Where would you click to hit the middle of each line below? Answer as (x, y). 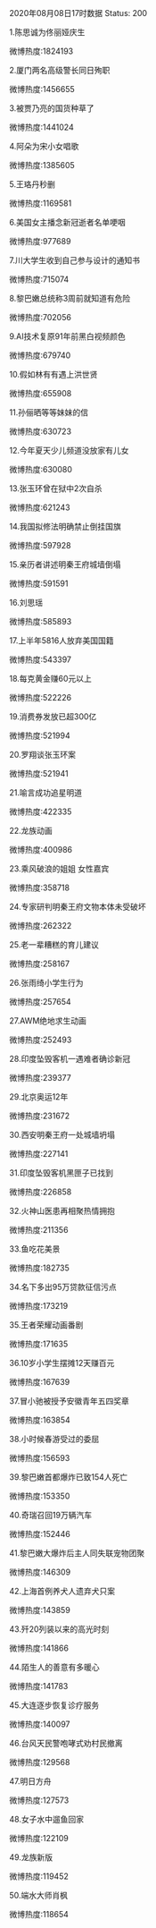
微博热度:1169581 (41, 203)
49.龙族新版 (31, 1857)
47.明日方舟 (30, 1781)
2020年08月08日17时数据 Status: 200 (78, 13)
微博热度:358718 (39, 888)
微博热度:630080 (41, 469)
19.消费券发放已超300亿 (53, 717)
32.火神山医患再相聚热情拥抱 (62, 1211)
